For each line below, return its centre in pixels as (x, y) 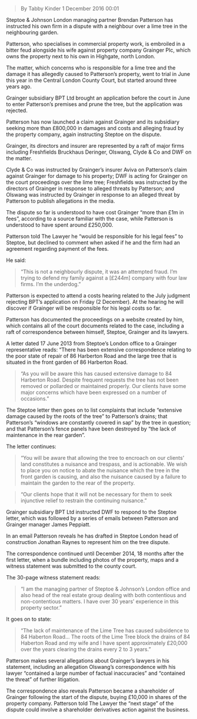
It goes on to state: (29, 619)
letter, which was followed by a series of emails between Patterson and (92, 518)
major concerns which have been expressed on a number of (94, 392)
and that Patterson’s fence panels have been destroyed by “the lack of (91, 429)
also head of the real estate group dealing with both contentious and (103, 595)
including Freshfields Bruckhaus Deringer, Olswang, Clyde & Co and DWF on (99, 152)
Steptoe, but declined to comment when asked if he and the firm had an (93, 243)
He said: (16, 260)
